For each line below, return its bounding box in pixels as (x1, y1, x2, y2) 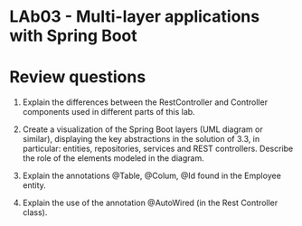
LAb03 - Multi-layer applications (9, 6, 260, 27)
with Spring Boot (9, 25, 137, 46)
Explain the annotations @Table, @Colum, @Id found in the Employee (22, 170, 282, 182)
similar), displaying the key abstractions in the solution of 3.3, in (22, 134, 260, 145)
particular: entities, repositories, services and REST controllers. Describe (22, 143, 294, 155)
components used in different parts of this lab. (22, 107, 196, 118)
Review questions (9, 67, 146, 88)
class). (22, 207, 48, 218)
